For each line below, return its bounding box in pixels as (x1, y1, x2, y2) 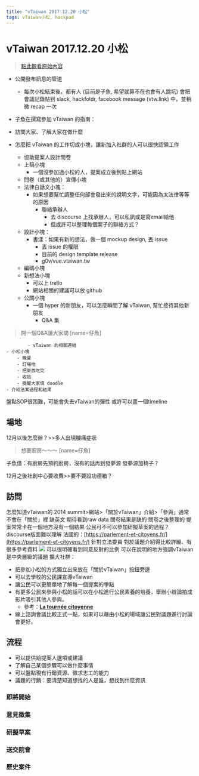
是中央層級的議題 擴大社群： (6, 553, 76, 561)
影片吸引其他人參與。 (14, 596, 67, 603)
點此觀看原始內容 (20, 63, 63, 70)
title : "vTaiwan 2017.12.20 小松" (6, 8, 91, 15)
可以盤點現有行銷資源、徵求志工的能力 (14, 669, 109, 676)
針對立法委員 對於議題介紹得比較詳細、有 (91, 538, 192, 546)
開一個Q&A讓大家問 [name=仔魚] (20, 330, 102, 337)
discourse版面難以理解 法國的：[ (6, 531, 86, 538)
